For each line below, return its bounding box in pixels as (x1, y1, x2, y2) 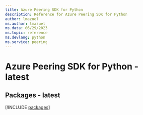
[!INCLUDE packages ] (5, 104, 50, 110)
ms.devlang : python (5, 35, 46, 40)
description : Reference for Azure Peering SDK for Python (5, 12, 128, 17)
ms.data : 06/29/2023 (5, 26, 48, 31)
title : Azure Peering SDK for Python (5, 7, 83, 12)
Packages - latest (5, 91, 61, 100)
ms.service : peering (5, 40, 48, 45)
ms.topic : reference (5, 30, 48, 35)
